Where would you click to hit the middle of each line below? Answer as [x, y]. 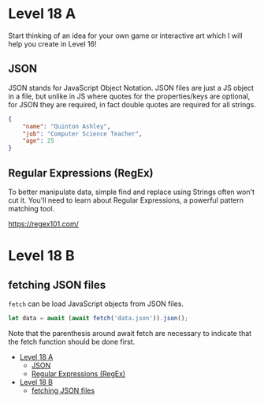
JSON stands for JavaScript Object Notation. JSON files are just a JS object [131, 88]
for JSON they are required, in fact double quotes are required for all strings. [132, 104]
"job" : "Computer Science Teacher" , [83, 134]
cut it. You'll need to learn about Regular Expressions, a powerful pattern [126, 200]
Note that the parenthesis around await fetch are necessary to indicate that [130, 333]
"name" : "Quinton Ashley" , [67, 126]
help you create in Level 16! [52, 43]
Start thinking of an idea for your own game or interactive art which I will [125, 35]
